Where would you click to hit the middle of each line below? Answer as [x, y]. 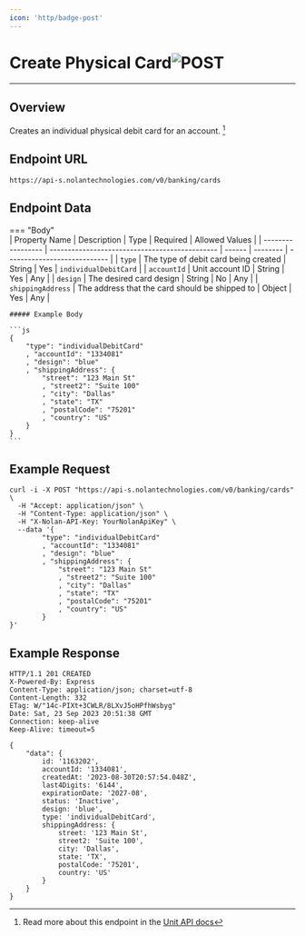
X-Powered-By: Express [52, 682]
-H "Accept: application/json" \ [81, 506]
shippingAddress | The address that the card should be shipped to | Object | [151, 288]
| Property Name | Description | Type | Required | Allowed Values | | [135, 239]
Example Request [60, 469]
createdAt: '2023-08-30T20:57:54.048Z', [119, 778]
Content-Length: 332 [49, 698]
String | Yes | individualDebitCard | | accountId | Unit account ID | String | [147, 268]
